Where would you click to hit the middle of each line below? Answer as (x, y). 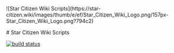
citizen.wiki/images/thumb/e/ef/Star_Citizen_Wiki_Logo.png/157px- (87, 15)
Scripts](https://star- (76, 9)
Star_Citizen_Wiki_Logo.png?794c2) (50, 21)
